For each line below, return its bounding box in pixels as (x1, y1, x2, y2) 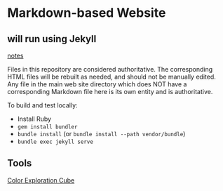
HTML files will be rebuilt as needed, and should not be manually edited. (7, 72, 216, 81)
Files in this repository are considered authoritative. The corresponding (7, 65, 213, 73)
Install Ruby (17, 114, 51, 123)
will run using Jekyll (7, 33, 97, 45)
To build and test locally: (7, 101, 79, 110)
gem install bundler (17, 124, 78, 131)
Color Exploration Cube (7, 176, 75, 184)
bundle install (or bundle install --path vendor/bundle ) (17, 130, 186, 138)
